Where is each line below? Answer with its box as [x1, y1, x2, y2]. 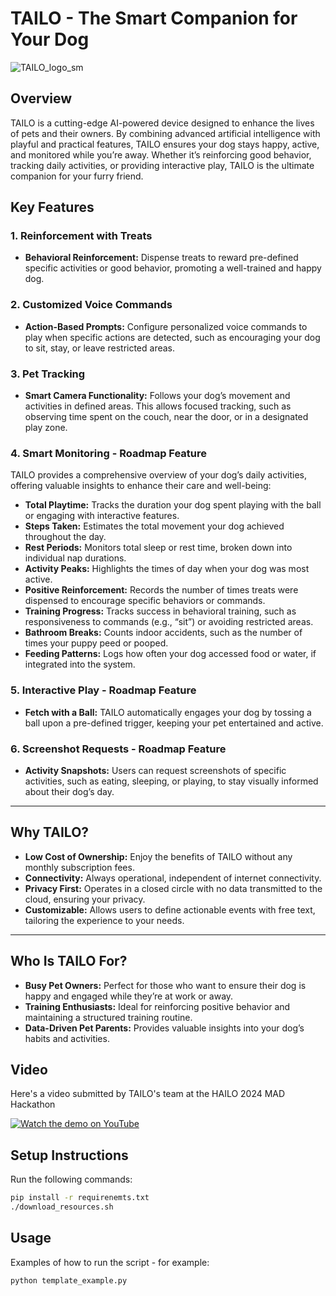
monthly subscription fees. [24, 861, 135, 873]
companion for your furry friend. [10, 170, 144, 182]
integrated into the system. [24, 658, 136, 671]
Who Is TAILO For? [10, 953, 128, 970]
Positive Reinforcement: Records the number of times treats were [24, 584, 299, 596]
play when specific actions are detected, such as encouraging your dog [24, 331, 321, 343]
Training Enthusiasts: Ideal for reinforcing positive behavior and [24, 1000, 291, 1012]
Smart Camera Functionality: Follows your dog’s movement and [24, 390, 291, 402]
